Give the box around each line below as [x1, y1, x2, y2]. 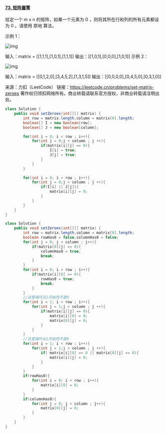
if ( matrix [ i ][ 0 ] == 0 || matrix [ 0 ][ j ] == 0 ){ [40, 350, 139, 355]
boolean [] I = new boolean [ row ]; [23, 120, 92, 125]
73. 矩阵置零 [5, 4, 31, 10]
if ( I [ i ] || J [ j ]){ [40, 184, 79, 190]
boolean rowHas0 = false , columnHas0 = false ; [23, 235, 119, 240]
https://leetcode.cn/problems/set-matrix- [70, 84, 154, 90]
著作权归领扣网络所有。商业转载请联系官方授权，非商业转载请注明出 [20, 90, 160, 96]
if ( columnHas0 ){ [23, 396, 57, 402]
